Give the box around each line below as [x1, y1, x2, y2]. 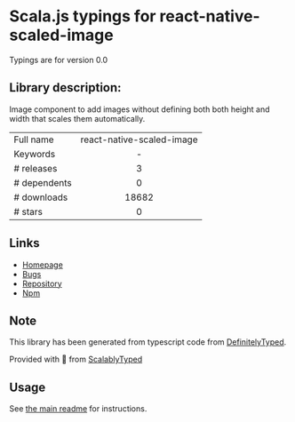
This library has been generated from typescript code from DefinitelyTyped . [9, 337, 287, 347]
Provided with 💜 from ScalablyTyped [9, 354, 143, 365]
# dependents [13, 176, 73, 188]
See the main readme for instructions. [9, 403, 147, 414]
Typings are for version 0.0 [9, 54, 108, 65]
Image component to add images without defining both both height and [9, 104, 270, 115]
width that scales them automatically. [9, 113, 146, 123]
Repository [21, 278, 62, 289]
